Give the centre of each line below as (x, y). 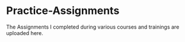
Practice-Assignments (63, 11)
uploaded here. (25, 33)
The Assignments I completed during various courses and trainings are (93, 27)
